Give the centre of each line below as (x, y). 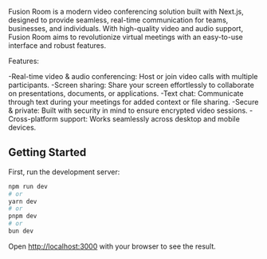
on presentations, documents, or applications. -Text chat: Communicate (126, 94)
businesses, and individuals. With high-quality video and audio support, (126, 28)
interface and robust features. (57, 46)
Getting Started (47, 152)
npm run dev (28, 186)
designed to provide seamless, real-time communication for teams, (118, 20)
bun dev (21, 231)
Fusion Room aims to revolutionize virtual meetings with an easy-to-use (126, 37)
